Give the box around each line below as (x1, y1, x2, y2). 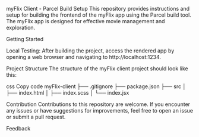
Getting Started (6, 36, 44, 42)
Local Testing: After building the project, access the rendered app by (6, 47, 175, 54)
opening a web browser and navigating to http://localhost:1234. (6, 54, 162, 60)
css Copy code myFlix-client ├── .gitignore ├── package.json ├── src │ (6, 83, 186, 90)
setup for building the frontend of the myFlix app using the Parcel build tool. (6, 11, 191, 18)
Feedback (6, 125, 31, 132)
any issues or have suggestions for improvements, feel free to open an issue (6, 107, 193, 114)
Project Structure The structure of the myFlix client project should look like (6, 65, 188, 72)
